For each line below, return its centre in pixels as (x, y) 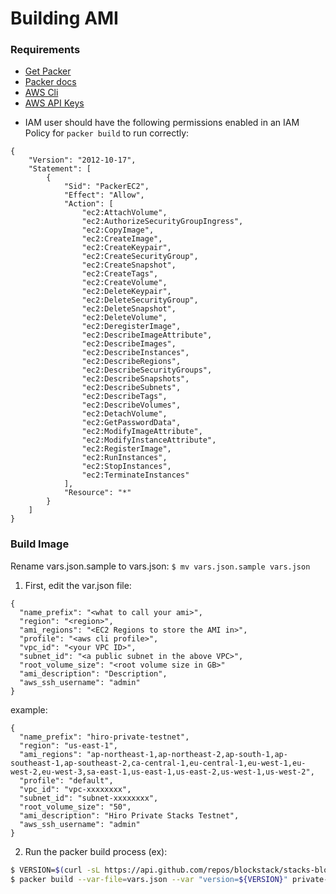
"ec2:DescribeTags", (124, 397)
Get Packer (48, 71)
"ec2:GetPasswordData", (131, 423)
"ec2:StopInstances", (126, 467)
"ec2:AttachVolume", (124, 213)
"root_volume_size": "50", (75, 807)
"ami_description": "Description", (93, 673)
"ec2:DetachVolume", (124, 414)
